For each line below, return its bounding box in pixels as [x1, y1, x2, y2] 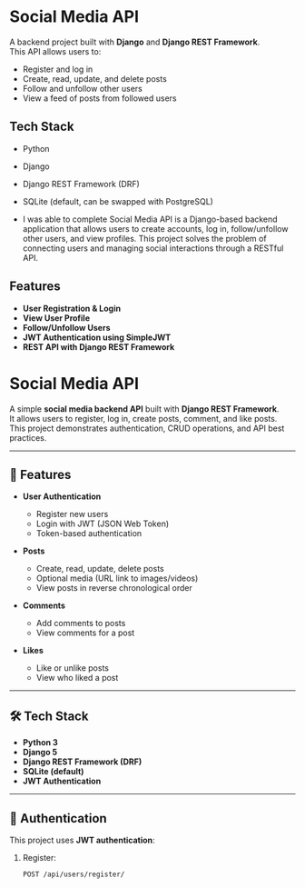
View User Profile [22, 312, 91, 324]
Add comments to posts [35, 618, 126, 629]
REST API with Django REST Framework [22, 341, 175, 352]
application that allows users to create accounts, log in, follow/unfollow [22, 223, 289, 234]
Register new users [35, 509, 109, 520]
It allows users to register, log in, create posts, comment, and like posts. [9, 413, 278, 424]
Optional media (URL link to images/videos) [35, 573, 199, 584]
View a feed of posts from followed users [22, 93, 177, 104]
